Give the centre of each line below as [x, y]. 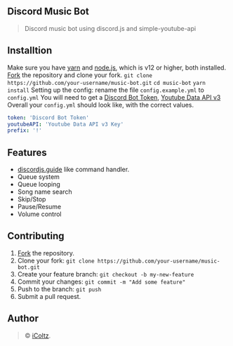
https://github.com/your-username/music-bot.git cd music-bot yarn [106, 83]
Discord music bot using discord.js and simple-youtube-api [110, 28]
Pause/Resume [39, 207]
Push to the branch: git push [59, 289]
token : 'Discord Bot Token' [48, 118]
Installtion [30, 51]
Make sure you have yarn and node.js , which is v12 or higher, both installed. [117, 67]
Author [23, 319]
